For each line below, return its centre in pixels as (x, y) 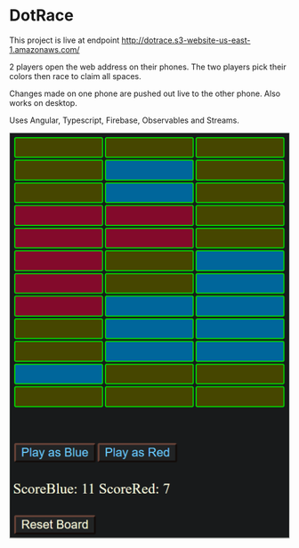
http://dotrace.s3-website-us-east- (186, 40)
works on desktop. (43, 102)
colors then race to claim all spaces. (75, 76)
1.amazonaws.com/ (44, 49)
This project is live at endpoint (65, 40)
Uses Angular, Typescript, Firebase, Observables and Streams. (125, 120)
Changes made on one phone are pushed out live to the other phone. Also (145, 93)
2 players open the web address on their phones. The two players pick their (148, 67)
